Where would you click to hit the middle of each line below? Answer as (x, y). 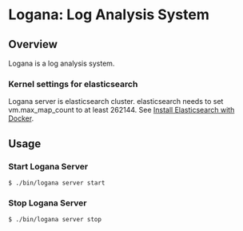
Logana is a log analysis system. (62, 63)
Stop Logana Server (48, 203)
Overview (33, 44)
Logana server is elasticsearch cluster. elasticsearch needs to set (116, 102)
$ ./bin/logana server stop (55, 220)
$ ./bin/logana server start (57, 183)
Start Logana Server (48, 166)
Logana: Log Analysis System (109, 15)
